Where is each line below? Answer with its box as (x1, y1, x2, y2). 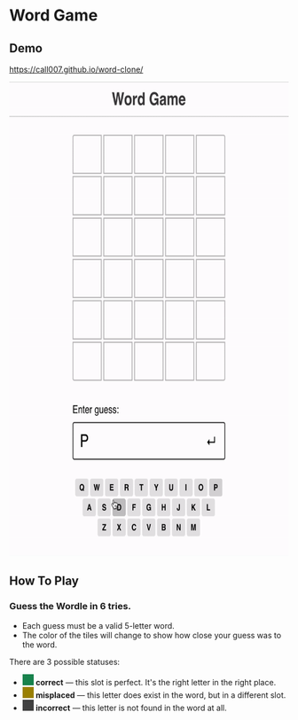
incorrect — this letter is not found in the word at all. (35, 702, 228, 713)
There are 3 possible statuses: (9, 656, 121, 667)
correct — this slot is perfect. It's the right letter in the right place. (35, 677, 277, 687)
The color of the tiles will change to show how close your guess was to (21, 630, 282, 640)
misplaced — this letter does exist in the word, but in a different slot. (35, 689, 286, 700)
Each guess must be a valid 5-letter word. (21, 620, 175, 630)
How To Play (9, 574, 80, 589)
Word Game (9, 5, 98, 26)
